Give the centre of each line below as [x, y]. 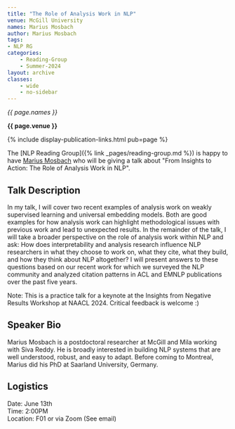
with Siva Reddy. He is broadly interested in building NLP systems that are [114, 350]
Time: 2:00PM [28, 411]
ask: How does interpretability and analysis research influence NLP [104, 244]
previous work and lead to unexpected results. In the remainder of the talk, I [117, 229]
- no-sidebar [39, 92]
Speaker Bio [34, 325]
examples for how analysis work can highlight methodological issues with [113, 222]
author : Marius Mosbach [42, 33]
